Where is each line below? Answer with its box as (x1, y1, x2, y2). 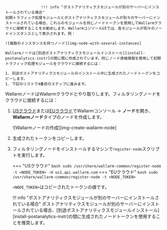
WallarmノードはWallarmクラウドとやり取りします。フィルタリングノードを (5, 91, 161, 96)
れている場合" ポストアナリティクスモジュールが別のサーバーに (12, 201, 142, 206)
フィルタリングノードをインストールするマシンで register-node (12, 146, 142, 151)
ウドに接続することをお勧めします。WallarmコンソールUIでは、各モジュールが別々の (5, 26, 155, 31)
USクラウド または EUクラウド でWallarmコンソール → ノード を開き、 (12, 108, 153, 113)
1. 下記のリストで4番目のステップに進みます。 (5, 81, 88, 86)
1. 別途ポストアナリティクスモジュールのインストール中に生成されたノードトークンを (5, 71, 156, 76)
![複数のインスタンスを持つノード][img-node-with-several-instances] (5, 41, 141, 46)
